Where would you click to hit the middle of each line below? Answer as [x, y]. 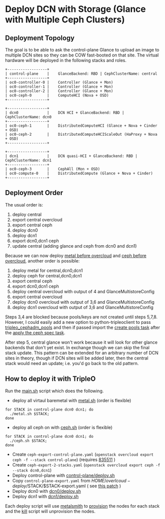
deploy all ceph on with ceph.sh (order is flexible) [62, 427]
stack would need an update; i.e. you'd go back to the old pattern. [72, 363]
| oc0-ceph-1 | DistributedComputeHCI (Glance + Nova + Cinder [81, 126]
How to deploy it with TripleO [50, 379]
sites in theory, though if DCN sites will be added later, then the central [77, 358]
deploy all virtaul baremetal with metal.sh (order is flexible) [72, 400]
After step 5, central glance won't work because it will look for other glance [81, 342]
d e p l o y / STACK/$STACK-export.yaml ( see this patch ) [67, 486]
